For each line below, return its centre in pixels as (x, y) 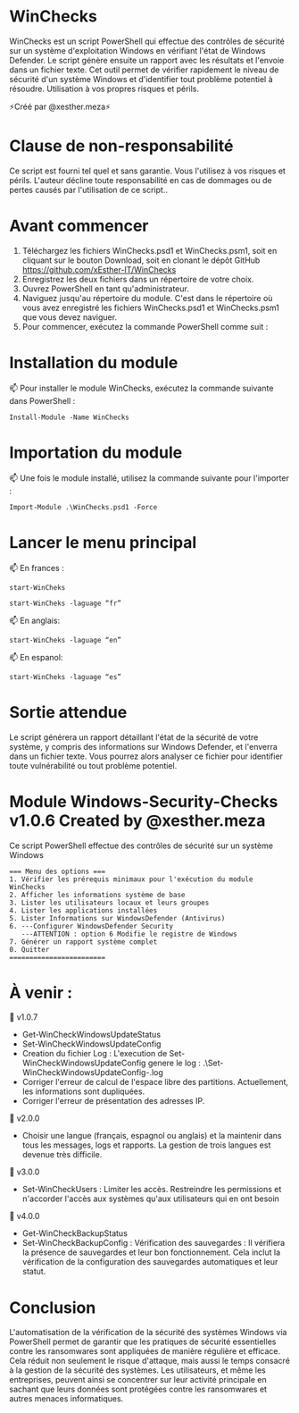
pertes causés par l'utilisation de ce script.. (88, 189)
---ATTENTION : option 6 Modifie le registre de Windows (129, 934)
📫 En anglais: (35, 620)
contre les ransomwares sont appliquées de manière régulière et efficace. (145, 1351)
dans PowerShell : (42, 400)
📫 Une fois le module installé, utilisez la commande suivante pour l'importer (149, 478)
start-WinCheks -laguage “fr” (66, 603)
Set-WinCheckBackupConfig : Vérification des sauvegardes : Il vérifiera (154, 1243)
